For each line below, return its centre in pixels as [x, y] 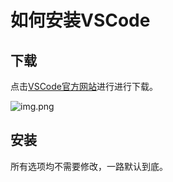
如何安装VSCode [80, 20]
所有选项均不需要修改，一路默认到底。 [89, 166]
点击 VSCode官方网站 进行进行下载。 [84, 86]
